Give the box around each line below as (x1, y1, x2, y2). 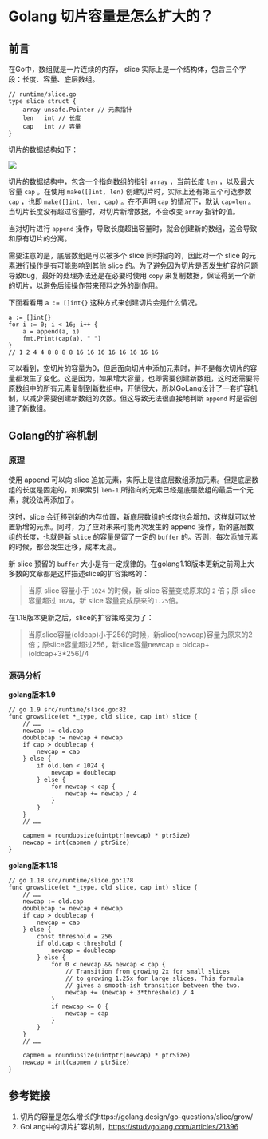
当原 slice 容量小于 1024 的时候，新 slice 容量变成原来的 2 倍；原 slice (27, 585, 257, 595)
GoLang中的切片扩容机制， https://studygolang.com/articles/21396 (19, 1121, 239, 1131)
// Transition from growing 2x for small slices (65, 967, 230, 975)
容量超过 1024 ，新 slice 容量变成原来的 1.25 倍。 (27, 595, 183, 605)
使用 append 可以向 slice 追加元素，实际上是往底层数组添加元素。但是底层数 (8, 475, 259, 484)
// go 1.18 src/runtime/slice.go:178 (8, 876, 134, 884)
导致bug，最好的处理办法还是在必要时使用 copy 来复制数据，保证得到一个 (8, 271, 249, 280)
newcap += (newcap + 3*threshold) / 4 (65, 988, 195, 996)
